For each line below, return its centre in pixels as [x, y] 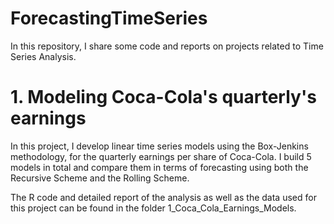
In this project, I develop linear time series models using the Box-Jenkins [159, 146]
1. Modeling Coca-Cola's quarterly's [163, 97]
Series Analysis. [43, 56]
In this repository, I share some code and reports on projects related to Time [167, 46]
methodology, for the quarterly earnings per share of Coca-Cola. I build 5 [161, 156]
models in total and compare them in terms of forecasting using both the [159, 167]
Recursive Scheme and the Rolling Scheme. [100, 178]
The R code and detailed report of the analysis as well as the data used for [163, 197]
